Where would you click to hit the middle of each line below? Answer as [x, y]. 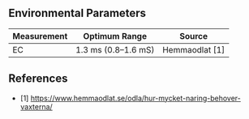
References [38, 79]
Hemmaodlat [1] [193, 49]
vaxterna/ [36, 106]
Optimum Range [115, 36]
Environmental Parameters [77, 13]
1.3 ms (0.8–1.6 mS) [115, 49]
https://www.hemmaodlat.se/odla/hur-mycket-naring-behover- [135, 98]
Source [194, 36]
